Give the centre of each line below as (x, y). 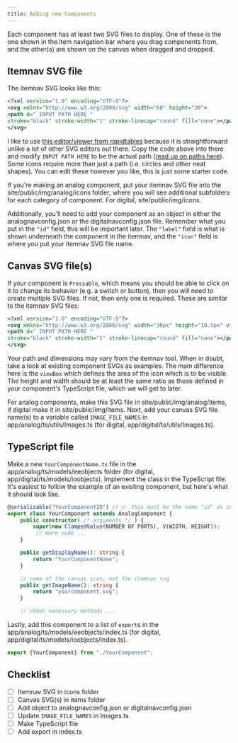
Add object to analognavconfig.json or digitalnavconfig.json (104, 708)
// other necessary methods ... (68, 611)
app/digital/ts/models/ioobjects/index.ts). (67, 640)
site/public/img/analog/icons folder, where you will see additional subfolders (119, 192)
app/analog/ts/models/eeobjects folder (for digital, (81, 471)
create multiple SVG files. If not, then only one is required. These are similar (118, 298)
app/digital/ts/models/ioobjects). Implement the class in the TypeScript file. (117, 479)
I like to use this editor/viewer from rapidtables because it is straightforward (118, 141)
